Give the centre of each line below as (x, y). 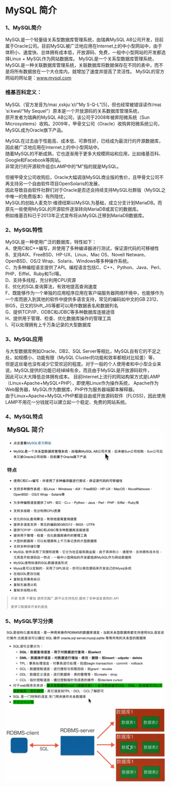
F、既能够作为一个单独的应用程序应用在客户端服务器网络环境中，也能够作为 (85, 293)
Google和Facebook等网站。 (34, 160)
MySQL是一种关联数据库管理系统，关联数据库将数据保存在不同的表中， (80, 65)
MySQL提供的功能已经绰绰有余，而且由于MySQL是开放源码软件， (83, 371)
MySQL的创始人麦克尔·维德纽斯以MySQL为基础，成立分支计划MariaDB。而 (84, 202)
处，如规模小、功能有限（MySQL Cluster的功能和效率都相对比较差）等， (81, 358)
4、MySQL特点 (24, 417)
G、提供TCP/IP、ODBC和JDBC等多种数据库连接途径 (60, 312)
